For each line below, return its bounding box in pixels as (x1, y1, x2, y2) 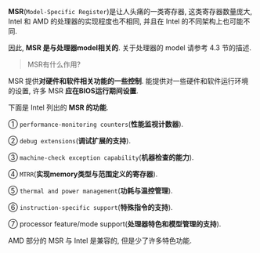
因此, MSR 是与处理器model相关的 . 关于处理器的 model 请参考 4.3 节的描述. (8, 43, 252, 52)
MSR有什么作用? (27, 60, 81, 69)
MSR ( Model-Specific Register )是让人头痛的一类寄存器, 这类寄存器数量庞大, (8, 7, 253, 16)
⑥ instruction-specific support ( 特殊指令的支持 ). (8, 203, 174, 211)
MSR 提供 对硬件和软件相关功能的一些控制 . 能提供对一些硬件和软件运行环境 (8, 77, 249, 85)
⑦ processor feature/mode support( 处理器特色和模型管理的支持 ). (8, 219, 222, 229)
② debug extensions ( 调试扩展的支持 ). (8, 136, 132, 145)
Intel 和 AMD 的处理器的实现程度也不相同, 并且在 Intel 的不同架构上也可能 (8, 16, 244, 26)
